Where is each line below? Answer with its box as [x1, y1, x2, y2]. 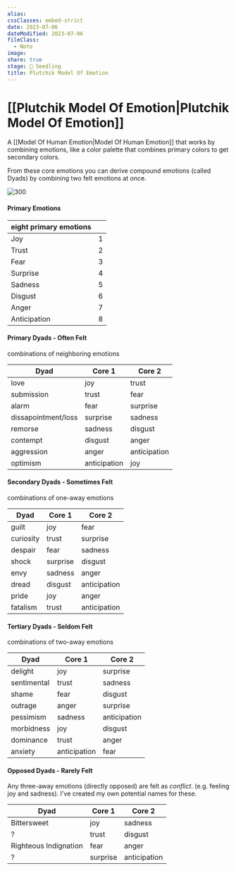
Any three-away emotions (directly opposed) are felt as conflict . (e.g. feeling [7, 782, 230, 791]
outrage [11, 701, 37, 711]
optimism [11, 458, 42, 468]
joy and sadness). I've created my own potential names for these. [7, 789, 197, 798]
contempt [11, 435, 43, 445]
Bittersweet [11, 818, 49, 828]
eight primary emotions [11, 221, 92, 231]
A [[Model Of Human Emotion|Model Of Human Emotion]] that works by [7, 138, 216, 147]
